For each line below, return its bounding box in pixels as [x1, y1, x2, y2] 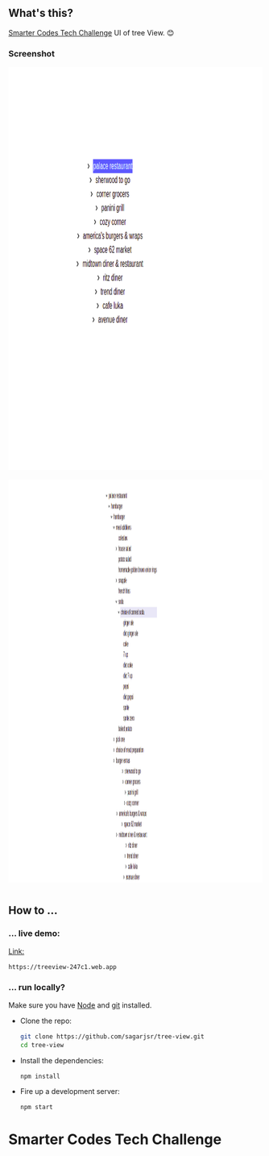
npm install [19, 1072, 60, 1080]
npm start [19, 1104, 54, 1112]
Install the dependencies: [19, 1055, 105, 1065]
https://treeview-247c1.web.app [8, 963, 117, 971]
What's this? [8, 6, 74, 20]
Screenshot [8, 48, 55, 59]
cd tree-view [19, 1041, 64, 1049]
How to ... [8, 904, 58, 917]
